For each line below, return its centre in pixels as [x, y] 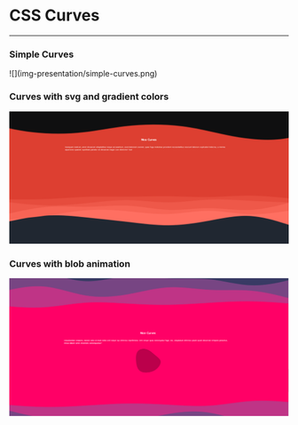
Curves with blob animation [70, 263]
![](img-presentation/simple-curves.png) [83, 74]
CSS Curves [55, 16]
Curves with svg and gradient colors [89, 97]
